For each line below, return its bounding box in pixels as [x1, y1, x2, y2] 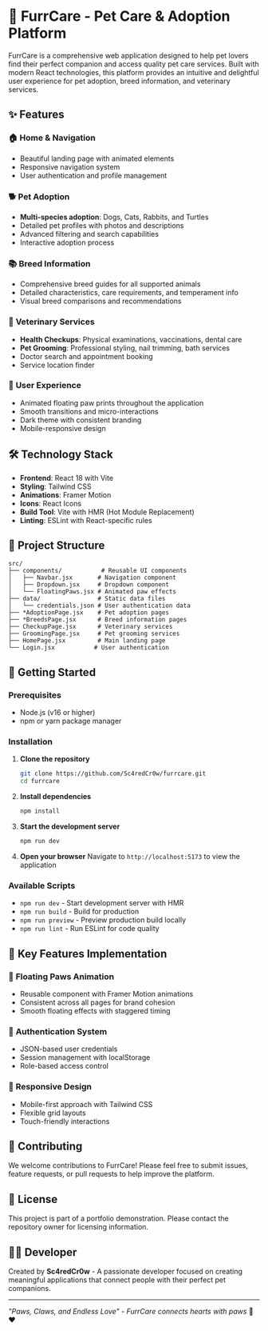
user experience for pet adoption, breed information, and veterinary [8, 76, 231, 86]
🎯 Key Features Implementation [8, 947, 167, 961]
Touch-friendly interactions [19, 1116, 110, 1126]
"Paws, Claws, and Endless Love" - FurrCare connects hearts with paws [8, 1306, 247, 1316]
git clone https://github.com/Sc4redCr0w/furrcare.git [19, 769, 207, 778]
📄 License [8, 1192, 58, 1206]
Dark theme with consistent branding [19, 415, 142, 425]
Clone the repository [19, 754, 90, 764]
